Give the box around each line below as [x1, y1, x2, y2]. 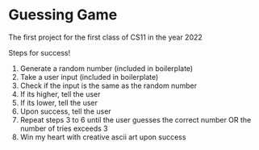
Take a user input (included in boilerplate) [19, 72, 159, 81]
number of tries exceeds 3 [19, 123, 108, 133]
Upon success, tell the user [19, 106, 111, 116]
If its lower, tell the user [19, 98, 98, 107]
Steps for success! [8, 48, 71, 57]
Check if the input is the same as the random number [19, 81, 198, 90]
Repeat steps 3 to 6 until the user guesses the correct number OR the [19, 115, 252, 124]
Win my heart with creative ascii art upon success [19, 131, 186, 142]
